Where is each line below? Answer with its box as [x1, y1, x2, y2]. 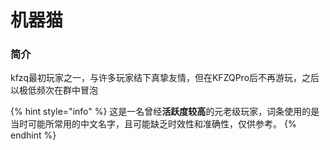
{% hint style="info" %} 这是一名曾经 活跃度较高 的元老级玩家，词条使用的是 [10, 106, 320, 118]
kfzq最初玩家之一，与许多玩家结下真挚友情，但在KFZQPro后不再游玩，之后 [10, 72, 320, 84]
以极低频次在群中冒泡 [10, 84, 98, 96]
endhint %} [10, 129, 57, 141]
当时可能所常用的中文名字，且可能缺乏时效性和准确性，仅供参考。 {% [10, 118, 297, 130]
